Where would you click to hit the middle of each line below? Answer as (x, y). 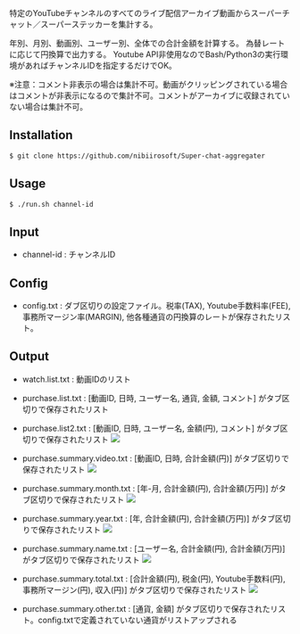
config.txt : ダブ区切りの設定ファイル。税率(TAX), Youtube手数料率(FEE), (156, 305)
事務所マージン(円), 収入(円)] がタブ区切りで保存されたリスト (134, 589)
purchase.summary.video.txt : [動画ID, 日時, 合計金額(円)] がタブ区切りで (156, 458)
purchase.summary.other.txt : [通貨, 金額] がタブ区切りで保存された (146, 608)
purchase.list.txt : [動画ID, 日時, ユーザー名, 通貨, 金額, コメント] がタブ (152, 398)
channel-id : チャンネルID (69, 255)
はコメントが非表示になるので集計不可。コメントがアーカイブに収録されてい (150, 95)
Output (29, 356)
